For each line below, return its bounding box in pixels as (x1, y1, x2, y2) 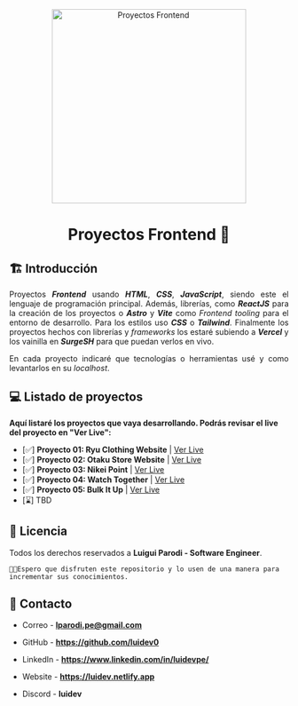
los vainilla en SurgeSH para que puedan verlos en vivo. (9, 337, 215, 346)
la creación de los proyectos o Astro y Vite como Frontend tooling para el (9, 308, 289, 318)
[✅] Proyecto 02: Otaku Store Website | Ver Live (21, 454, 202, 464)
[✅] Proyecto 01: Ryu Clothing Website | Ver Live (21, 444, 204, 455)
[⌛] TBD (21, 495, 52, 505)
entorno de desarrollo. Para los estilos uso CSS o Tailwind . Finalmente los (9, 317, 289, 328)
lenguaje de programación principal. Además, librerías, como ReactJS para (9, 298, 289, 309)
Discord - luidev (21, 688, 82, 700)
